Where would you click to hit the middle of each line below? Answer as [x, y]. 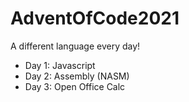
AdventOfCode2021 [95, 18]
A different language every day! [75, 46]
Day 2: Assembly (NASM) [77, 76]
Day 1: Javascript [60, 65]
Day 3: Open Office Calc [75, 86]
